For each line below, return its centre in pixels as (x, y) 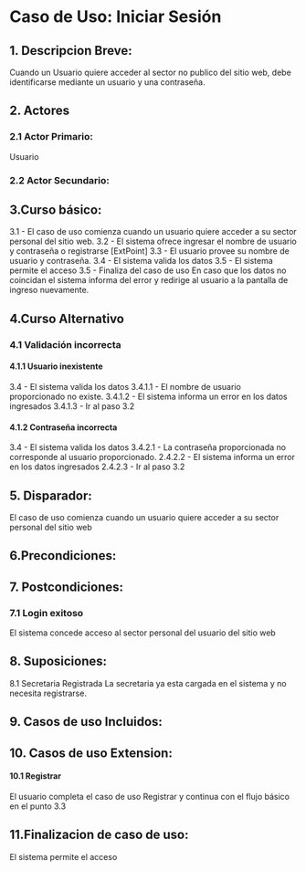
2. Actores (40, 111)
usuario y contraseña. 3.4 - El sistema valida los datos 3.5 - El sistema (142, 261)
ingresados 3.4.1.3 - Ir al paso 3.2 (72, 406)
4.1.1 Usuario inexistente (56, 366)
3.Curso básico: (56, 210)
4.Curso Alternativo (67, 318)
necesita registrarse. (48, 693)
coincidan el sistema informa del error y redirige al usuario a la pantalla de (149, 280)
